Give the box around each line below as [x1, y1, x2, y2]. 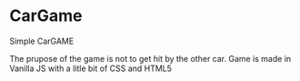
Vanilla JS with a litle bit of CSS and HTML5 [9, 63, 173, 74]
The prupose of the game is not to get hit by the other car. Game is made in [9, 53, 292, 64]
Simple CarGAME [9, 35, 75, 46]
